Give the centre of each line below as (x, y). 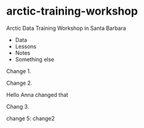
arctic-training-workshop (72, 11)
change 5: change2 (31, 118)
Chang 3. (18, 106)
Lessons (26, 46)
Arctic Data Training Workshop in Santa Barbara (66, 28)
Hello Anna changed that (37, 94)
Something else (35, 59)
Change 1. (19, 71)
